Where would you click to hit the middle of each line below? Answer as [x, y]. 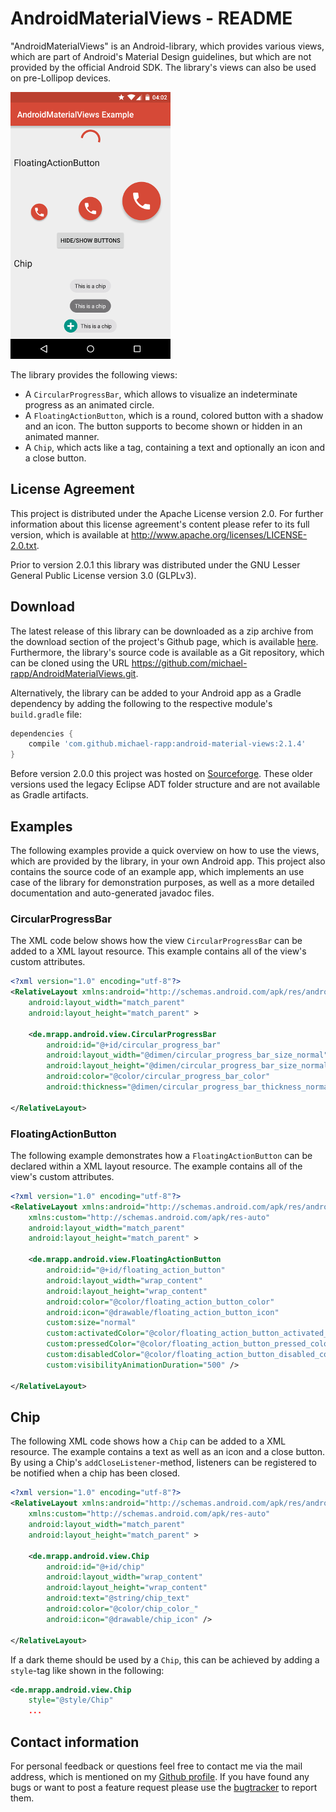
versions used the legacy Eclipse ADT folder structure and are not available [165, 784]
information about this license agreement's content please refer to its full [160, 524]
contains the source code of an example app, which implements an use [157, 871]
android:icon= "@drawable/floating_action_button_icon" [163, 1312]
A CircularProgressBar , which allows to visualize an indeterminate [161, 394]
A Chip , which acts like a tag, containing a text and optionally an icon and [175, 447]
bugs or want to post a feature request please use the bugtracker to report [164, 1787]
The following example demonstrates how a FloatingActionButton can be [161, 1155]
